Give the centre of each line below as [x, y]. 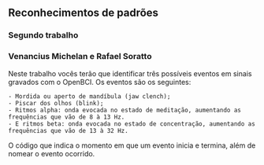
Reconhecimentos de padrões [84, 13]
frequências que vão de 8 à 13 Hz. [67, 117]
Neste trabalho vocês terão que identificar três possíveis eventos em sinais [130, 73]
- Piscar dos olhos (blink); [56, 103]
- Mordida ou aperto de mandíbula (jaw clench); [89, 96]
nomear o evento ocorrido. [52, 153]
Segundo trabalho [43, 35]
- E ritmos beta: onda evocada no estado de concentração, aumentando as [132, 124]
